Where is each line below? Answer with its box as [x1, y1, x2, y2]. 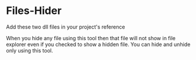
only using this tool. [6, 47, 54, 54]
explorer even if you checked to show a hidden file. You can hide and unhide [6, 41, 191, 48]
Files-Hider [6, 4, 62, 17]
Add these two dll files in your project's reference [6, 23, 125, 30]
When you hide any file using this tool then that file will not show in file [6, 34, 176, 41]
